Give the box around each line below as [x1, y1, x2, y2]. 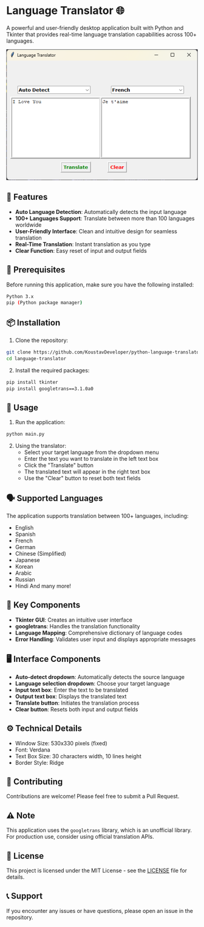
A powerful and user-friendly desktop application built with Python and [6, 24, 184, 31]
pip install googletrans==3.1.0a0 [6, 385, 94, 392]
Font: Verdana [15, 746, 50, 753]
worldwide [15, 221, 42, 229]
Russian [15, 576, 35, 583]
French [15, 537, 33, 544]
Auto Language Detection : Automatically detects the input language [15, 208, 187, 215]
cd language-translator [6, 355, 67, 361]
